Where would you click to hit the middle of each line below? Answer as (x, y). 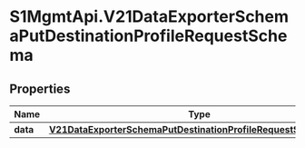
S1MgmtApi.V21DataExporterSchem (149, 17)
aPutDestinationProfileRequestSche (148, 36)
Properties (40, 89)
